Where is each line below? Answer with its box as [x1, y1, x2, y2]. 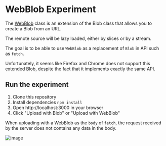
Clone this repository [12, 93, 57, 100]
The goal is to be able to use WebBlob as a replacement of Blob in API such [5, 45, 159, 51]
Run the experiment [5, 80, 69, 89]
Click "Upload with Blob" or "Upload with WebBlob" [12, 110, 120, 116]
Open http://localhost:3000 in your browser [12, 105, 104, 111]
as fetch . [5, 51, 24, 57]
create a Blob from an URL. [5, 25, 62, 31]
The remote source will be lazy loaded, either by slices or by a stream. [5, 35, 152, 41]
